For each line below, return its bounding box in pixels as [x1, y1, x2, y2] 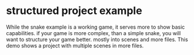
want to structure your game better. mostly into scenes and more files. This [6, 36, 188, 43]
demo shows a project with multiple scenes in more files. [6, 42, 144, 49]
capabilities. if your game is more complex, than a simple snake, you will [6, 29, 181, 36]
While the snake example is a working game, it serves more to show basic [6, 23, 185, 30]
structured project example [6, 4, 142, 18]
